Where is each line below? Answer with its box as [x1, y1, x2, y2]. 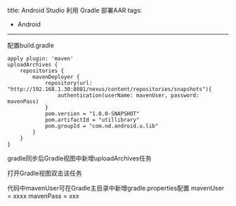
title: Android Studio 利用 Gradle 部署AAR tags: [7, 6, 143, 14]
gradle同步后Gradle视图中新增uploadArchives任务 [7, 154, 152, 163]
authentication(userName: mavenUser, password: [57, 92, 199, 99]
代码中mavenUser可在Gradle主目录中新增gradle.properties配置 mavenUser [7, 184, 225, 192]
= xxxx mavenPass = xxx [7, 192, 79, 200]
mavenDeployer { [32, 74, 80, 81]
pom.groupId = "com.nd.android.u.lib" [44, 123, 159, 130]
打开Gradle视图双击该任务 [7, 169, 82, 177]
